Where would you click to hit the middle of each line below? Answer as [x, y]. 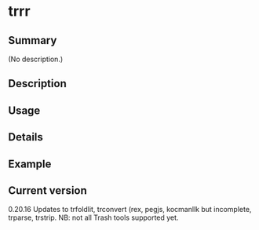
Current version [48, 190]
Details [26, 137]
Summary [33, 40]
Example [30, 164]
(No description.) [36, 59]
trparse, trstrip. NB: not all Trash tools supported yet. [93, 217]
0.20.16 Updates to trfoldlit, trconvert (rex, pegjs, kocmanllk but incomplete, [130, 210]
